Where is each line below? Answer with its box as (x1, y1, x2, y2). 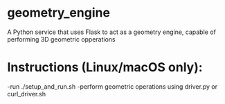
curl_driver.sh (7, 89, 46, 98)
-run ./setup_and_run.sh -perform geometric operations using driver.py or (7, 82, 218, 91)
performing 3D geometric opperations (7, 35, 116, 43)
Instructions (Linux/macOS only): (7, 60, 203, 76)
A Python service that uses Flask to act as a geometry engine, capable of (7, 28, 216, 36)
